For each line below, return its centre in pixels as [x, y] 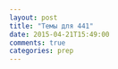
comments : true [38, 43]
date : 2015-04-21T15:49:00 [59, 34]
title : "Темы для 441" [51, 26]
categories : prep [42, 51]
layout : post [34, 17]
